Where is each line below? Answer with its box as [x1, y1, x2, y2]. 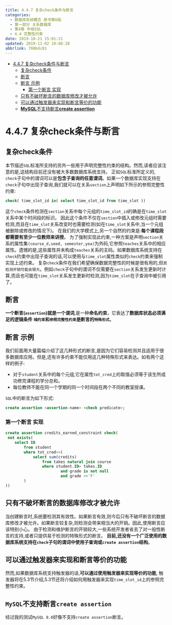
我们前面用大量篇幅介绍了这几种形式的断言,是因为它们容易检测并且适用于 [5, 348, 160, 354]
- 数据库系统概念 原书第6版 [10, 17, 62, 22]
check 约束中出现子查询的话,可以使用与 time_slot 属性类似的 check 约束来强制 [5, 253, 163, 259]
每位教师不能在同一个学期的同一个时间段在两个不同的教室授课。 [12, 384, 148, 390]
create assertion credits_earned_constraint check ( [5, 431, 118, 436]
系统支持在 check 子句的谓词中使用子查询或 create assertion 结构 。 [14, 539, 153, 545]
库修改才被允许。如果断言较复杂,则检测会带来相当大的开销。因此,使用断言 [5, 520, 161, 526]
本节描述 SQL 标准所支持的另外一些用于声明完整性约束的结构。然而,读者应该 [5, 162, 162, 168]
